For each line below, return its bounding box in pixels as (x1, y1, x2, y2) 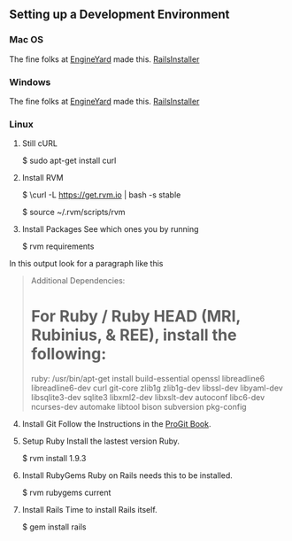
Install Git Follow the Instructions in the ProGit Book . (21, 419, 211, 429)
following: (30, 344, 107, 364)
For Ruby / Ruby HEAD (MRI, (30, 306, 242, 327)
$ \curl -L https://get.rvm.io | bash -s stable (21, 189, 181, 200)
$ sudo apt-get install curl (21, 155, 117, 166)
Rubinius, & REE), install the (30, 325, 237, 345)
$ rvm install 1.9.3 (21, 453, 87, 464)
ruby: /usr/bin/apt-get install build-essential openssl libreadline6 (30, 374, 265, 384)
